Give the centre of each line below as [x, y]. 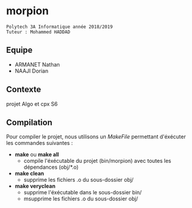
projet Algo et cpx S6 [32, 104]
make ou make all [37, 155]
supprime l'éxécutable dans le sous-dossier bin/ [83, 193]
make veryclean [35, 186]
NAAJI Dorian [32, 71]
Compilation [29, 122]
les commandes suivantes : [40, 143]
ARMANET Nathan [37, 64]
